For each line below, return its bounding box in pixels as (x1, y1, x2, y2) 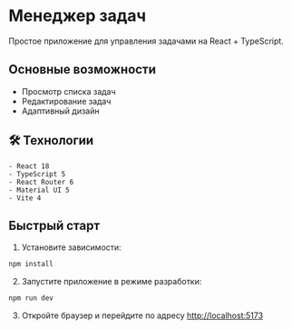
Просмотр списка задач (21, 85, 116, 96)
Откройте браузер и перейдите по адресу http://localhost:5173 (21, 310, 264, 321)
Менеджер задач (8, 5, 147, 26)
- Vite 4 (8, 193, 42, 203)
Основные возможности (8, 62, 156, 77)
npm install (8, 260, 54, 269)
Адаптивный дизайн (21, 105, 100, 116)
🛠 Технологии (8, 133, 94, 148)
